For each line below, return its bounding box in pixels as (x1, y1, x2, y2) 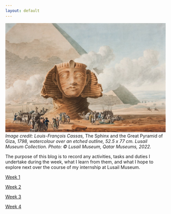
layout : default (5, 8, 40, 13)
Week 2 (5, 184, 21, 190)
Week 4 (5, 203, 22, 209)
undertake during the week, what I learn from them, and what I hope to (5, 159, 154, 165)
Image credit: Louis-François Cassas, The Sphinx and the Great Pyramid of (5, 132, 163, 139)
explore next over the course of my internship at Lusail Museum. (5, 164, 140, 170)
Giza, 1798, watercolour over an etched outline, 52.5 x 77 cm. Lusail (5, 138, 148, 144)
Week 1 (5, 174, 20, 180)
